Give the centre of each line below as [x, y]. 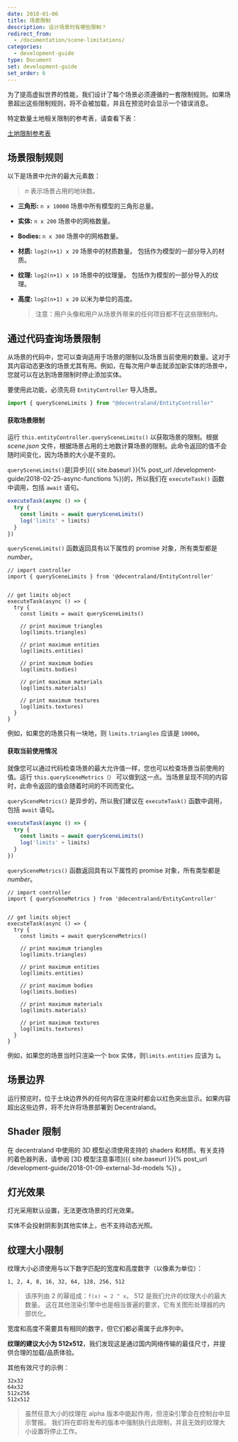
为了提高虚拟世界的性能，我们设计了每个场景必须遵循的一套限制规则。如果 [116, 94]
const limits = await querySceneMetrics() [84, 936]
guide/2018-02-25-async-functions [59, 479]
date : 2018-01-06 [33, 14]
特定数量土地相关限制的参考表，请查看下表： [73, 118]
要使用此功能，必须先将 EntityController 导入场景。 [84, 390]
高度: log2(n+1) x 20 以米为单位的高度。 [77, 299]
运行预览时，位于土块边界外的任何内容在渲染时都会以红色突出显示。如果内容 [119, 1098]
